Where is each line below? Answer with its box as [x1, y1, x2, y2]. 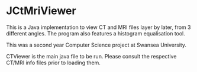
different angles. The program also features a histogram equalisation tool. [6, 30, 185, 37]
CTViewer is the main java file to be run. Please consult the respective [6, 53, 177, 60]
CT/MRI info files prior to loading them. [6, 59, 101, 66]
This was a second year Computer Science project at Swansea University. [6, 41, 187, 48]
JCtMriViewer [6, 4, 76, 18]
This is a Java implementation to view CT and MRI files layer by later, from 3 [6, 24, 191, 31]
